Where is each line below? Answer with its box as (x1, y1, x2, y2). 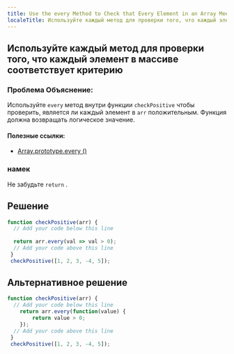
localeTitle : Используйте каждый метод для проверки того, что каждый (7, 17, 217, 24)
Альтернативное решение (7, 277, 127, 289)
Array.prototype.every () (17, 147, 87, 155)
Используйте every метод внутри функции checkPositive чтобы (7, 101, 195, 109)
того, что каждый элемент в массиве (7, 53, 179, 65)
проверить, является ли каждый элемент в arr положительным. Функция (7, 108, 227, 117)
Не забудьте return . (7, 180, 68, 188)
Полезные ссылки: (7, 131, 65, 140)
